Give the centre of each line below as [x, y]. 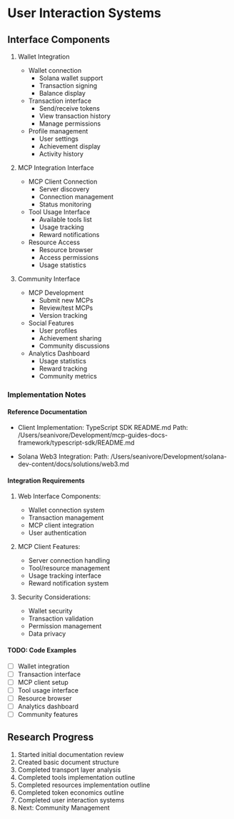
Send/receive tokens [69, 108]
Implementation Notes [47, 394]
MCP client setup [43, 682]
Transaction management [66, 518]
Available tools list [66, 220]
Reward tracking [63, 368]
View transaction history [75, 116]
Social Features [51, 323]
